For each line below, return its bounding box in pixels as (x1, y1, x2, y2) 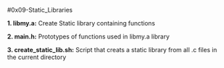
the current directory (7, 53, 67, 61)
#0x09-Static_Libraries (7, 6, 73, 14)
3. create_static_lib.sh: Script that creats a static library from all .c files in (7, 46, 218, 54)
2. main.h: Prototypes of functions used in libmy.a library (7, 32, 170, 41)
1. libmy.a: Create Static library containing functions (7, 19, 156, 27)
